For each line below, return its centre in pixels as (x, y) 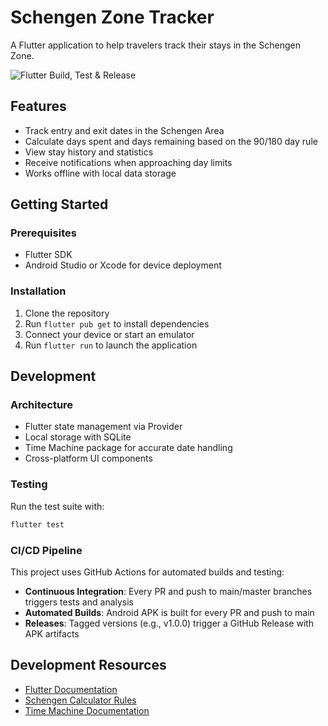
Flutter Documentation (71, 689)
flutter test (37, 524)
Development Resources (88, 665)
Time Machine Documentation (87, 710)
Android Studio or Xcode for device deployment (123, 265)
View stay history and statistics (89, 152)
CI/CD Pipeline (46, 550)
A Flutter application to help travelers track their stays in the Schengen (155, 45)
